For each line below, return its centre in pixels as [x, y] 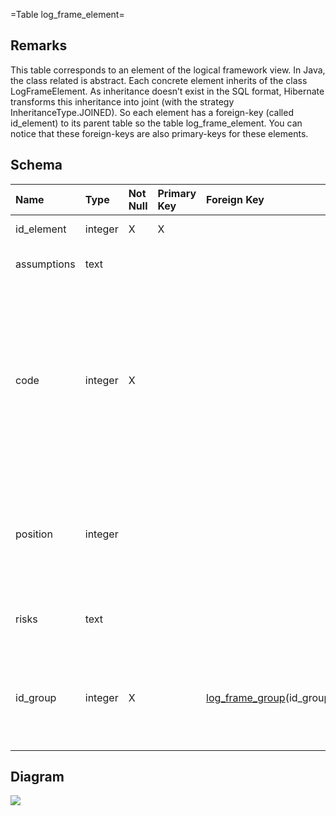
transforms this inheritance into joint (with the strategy [122, 101]
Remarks [39, 45]
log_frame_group [246, 697]
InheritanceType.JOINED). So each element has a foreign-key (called [152, 112]
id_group [36, 697]
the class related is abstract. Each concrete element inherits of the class [159, 80]
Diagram [37, 777]
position [34, 534]
